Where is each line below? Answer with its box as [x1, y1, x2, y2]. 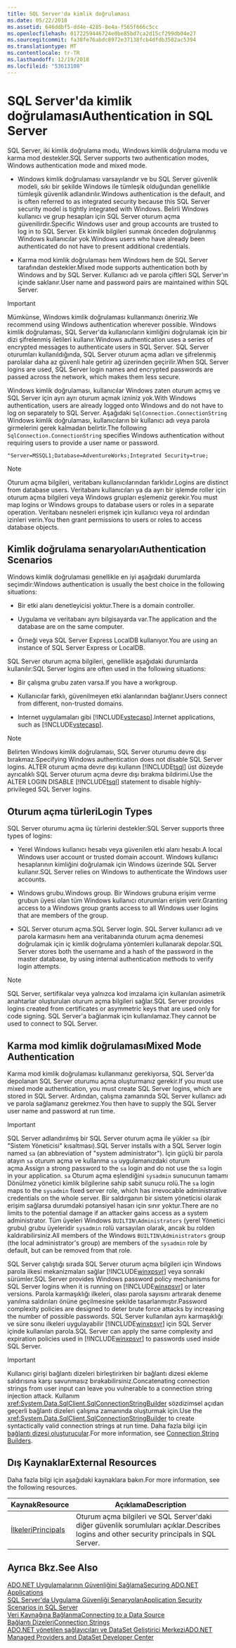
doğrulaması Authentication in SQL [7, 108, 213, 124]
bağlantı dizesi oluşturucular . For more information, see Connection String [7, 1429, 219, 1437]
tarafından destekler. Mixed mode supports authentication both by [17, 263, 208, 272]
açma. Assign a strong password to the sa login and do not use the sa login [7, 1164, 223, 1172]
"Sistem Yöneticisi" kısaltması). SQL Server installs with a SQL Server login [7, 1142, 221, 1150]
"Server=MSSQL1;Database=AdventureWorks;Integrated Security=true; [7, 452, 209, 459]
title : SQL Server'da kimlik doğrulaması [7, 10, 131, 18]
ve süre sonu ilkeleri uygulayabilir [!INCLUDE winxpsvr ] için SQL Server [7, 1320, 212, 1328]
